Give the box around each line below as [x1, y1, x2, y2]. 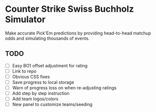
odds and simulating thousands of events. [5, 35, 90, 41]
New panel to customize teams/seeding [12, 102, 93, 108]
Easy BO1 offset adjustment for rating [12, 62, 88, 68]
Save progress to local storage [12, 79, 75, 85]
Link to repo [12, 68, 37, 74]
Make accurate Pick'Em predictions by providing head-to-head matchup [5, 30, 151, 36]
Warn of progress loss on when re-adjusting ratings [12, 85, 117, 90]
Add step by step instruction [12, 90, 70, 96]
